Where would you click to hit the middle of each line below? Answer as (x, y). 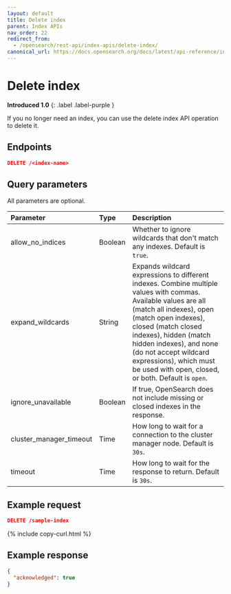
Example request (44, 505)
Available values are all (169, 301)
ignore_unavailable (41, 402)
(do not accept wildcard (171, 353)
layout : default (30, 13)
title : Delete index (37, 20)
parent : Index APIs (35, 26)
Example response (48, 555)
